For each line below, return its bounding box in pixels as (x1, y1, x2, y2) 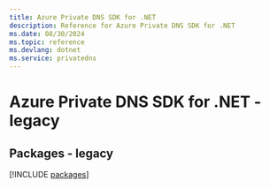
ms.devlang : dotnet (9, 46, 81, 55)
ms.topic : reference (9, 37, 86, 47)
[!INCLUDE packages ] (9, 169, 89, 179)
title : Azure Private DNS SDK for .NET (9, 12, 157, 22)
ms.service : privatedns (9, 54, 97, 63)
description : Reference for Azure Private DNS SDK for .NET (9, 21, 236, 30)
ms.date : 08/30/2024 (9, 29, 86, 38)
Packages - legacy (9, 146, 113, 161)
